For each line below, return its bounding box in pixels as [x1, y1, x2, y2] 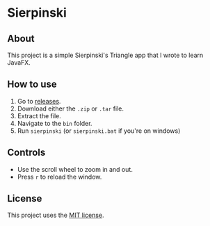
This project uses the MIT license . [7, 211, 104, 220]
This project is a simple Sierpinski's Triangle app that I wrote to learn [7, 51, 204, 59]
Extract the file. [17, 111, 61, 120]
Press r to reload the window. [17, 172, 102, 181]
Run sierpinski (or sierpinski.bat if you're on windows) [17, 127, 181, 135]
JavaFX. [7, 58, 31, 67]
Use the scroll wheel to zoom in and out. [17, 165, 134, 173]
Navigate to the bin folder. [17, 119, 92, 127]
